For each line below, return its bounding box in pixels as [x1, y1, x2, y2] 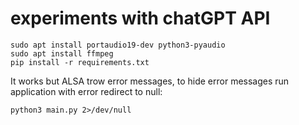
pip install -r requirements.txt [10, 57, 150, 67]
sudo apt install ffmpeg [10, 48, 114, 59]
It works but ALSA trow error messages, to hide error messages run [10, 75, 290, 87]
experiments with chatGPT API [10, 7, 271, 30]
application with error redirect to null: [10, 85, 163, 97]
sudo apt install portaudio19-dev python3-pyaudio [10, 40, 226, 50]
